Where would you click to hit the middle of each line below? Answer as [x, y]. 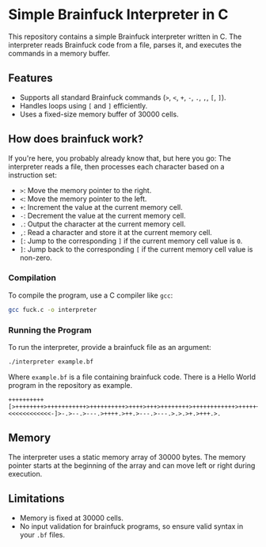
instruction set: [32, 175]
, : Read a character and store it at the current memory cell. [116, 232]
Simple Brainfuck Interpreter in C [118, 15]
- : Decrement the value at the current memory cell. [103, 215]
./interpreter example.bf [51, 362]
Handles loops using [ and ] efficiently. [84, 105]
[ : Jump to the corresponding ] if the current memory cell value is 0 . [131, 241]
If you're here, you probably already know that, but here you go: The [120, 158]
